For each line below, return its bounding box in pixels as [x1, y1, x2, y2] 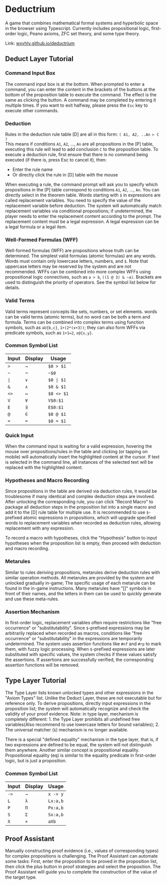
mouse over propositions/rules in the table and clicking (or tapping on [5, 449, 148, 455]
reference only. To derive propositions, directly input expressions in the [5, 700, 151, 706]
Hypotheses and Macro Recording [5, 477, 89, 484]
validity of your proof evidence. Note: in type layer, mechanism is [5, 710, 139, 716]
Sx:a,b [48, 812, 64, 818]
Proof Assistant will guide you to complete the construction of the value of [5, 869, 158, 875]
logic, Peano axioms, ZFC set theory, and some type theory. [17, 30, 140, 36]
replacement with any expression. [5, 525, 75, 531]
